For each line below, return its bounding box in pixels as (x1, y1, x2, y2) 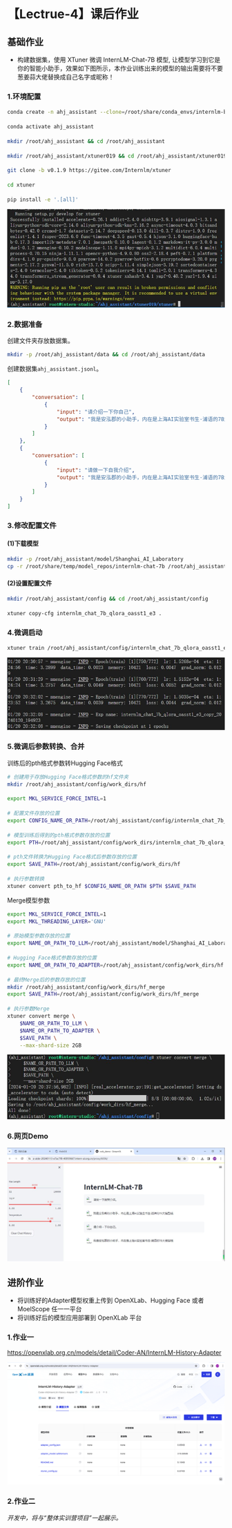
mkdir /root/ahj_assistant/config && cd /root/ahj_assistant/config (7, 595, 209, 603)
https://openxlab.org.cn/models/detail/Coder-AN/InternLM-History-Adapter (7, 1348, 222, 1357)
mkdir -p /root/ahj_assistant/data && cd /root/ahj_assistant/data (7, 351, 206, 358)
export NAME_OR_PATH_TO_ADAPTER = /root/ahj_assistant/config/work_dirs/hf (7, 961, 224, 969)
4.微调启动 (7, 628, 43, 637)
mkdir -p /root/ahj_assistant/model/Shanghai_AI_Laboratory (7, 556, 184, 563)
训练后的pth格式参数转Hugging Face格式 (7, 759, 123, 767)
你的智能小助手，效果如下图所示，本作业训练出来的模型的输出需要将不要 (17, 64, 223, 72)
